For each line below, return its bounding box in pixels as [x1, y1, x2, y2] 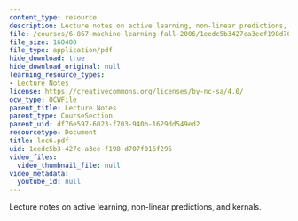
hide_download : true [9, 54, 86, 63]
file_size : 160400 [9, 37, 77, 47]
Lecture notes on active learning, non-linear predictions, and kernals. [9, 202, 262, 212]
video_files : [9, 152, 58, 162]
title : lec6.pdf [9, 136, 69, 145]
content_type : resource [9, 12, 98, 22]
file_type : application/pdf [9, 46, 114, 55]
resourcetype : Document [9, 128, 98, 137]
